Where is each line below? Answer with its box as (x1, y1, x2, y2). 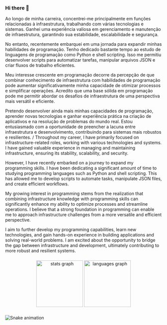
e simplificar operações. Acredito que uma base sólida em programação (5, 88, 153, 94)
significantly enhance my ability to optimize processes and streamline (5, 201, 148, 207)
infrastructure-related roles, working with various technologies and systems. (5, 140, 162, 146)
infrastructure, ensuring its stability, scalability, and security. (5, 150, 128, 156)
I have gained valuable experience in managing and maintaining (5, 145, 136, 151)
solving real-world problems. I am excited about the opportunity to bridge (5, 237, 156, 243)
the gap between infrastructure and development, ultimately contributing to (5, 243, 160, 248)
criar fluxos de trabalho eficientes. (5, 62, 76, 69)
